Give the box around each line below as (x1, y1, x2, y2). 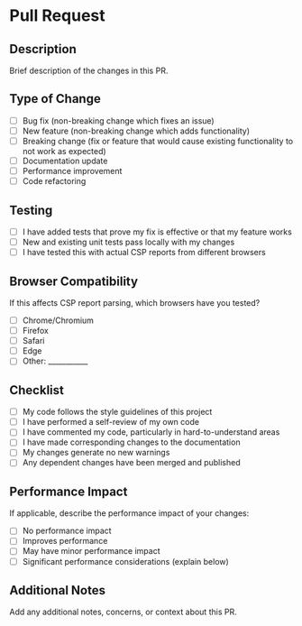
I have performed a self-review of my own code (22, 417, 200, 428)
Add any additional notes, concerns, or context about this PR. (9, 606, 237, 618)
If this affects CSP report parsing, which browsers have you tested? (9, 298, 261, 308)
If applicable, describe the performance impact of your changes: (9, 508, 250, 519)
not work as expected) (22, 146, 106, 156)
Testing (9, 202, 53, 217)
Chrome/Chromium (22, 315, 95, 326)
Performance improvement (22, 166, 123, 177)
